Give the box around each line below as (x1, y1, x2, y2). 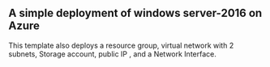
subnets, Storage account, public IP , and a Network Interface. (8, 48, 217, 59)
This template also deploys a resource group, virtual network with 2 (8, 40, 234, 50)
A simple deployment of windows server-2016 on (8, 6, 263, 20)
